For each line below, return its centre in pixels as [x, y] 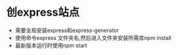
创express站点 [43, 12]
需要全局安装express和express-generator [67, 30]
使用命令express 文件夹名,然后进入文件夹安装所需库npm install [93, 37]
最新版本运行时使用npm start [51, 45]
